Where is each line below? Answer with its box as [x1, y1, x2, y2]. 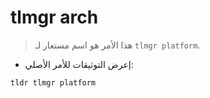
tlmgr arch [10, 6, 99, 29]
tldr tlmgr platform [10, 77, 97, 88]
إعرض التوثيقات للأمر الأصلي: [24, 58, 134, 70]
